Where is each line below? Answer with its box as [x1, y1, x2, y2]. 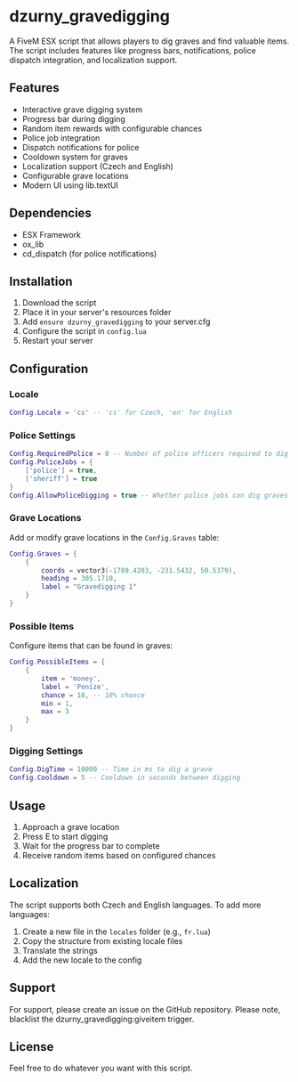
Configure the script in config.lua [21, 326, 147, 337]
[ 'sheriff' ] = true [25, 474, 98, 483]
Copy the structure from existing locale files [21, 935, 183, 946]
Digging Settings [9, 745, 84, 757]
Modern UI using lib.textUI [21, 180, 118, 191]
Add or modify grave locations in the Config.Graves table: [9, 532, 220, 542]
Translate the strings [21, 945, 98, 956]
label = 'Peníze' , [41, 682, 109, 691]
